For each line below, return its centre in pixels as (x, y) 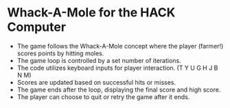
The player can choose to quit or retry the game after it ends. (103, 96)
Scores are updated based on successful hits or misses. (96, 82)
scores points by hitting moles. (60, 53)
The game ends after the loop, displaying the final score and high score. (119, 90)
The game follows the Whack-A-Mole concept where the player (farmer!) (120, 46)
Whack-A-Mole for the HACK (91, 13)
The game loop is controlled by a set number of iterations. (99, 60)
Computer (37, 27)
